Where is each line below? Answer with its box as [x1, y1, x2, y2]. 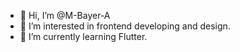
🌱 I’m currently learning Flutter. [19, 31, 148, 42]
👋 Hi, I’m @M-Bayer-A [19, 10, 111, 21]
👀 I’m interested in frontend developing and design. [19, 20, 231, 32]
